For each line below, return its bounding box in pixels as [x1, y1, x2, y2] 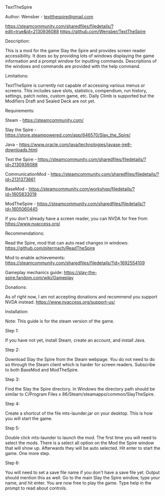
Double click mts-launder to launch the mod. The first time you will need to [5, 435, 157, 440]
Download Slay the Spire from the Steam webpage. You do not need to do [5, 356, 155, 362]
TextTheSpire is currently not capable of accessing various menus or [5, 82, 145, 88]
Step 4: [5, 401, 20, 406]
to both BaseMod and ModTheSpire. [5, 367, 79, 373]
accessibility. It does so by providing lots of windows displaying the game [5, 53, 155, 59]
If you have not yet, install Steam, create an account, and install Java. [5, 337, 146, 343]
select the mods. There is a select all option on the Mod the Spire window [5, 440, 154, 446]
